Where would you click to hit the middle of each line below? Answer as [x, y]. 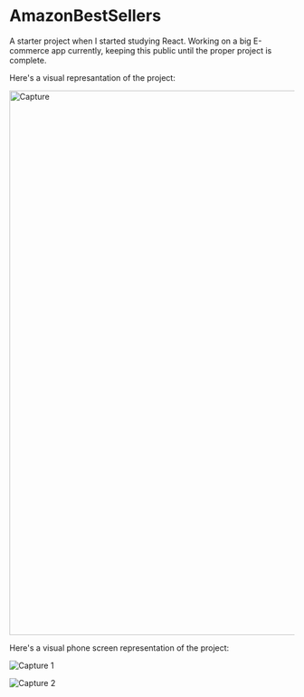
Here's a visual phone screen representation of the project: [119, 648]
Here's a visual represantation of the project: [93, 77]
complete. [28, 60]
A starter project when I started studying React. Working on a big [130, 41]
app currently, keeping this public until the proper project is [161, 50]
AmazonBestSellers [85, 16]
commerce [29, 50]
